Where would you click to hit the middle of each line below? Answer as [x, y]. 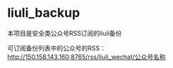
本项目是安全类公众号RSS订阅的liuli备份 [65, 33]
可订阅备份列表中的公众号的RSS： [56, 48]
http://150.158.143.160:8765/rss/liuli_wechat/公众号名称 [86, 57]
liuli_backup [44, 13]
